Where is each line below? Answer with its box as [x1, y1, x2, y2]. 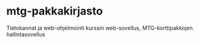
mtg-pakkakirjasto [6, 4, 103, 18]
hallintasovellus [6, 30, 45, 38]
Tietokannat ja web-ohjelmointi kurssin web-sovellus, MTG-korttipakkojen [6, 24, 193, 31]
